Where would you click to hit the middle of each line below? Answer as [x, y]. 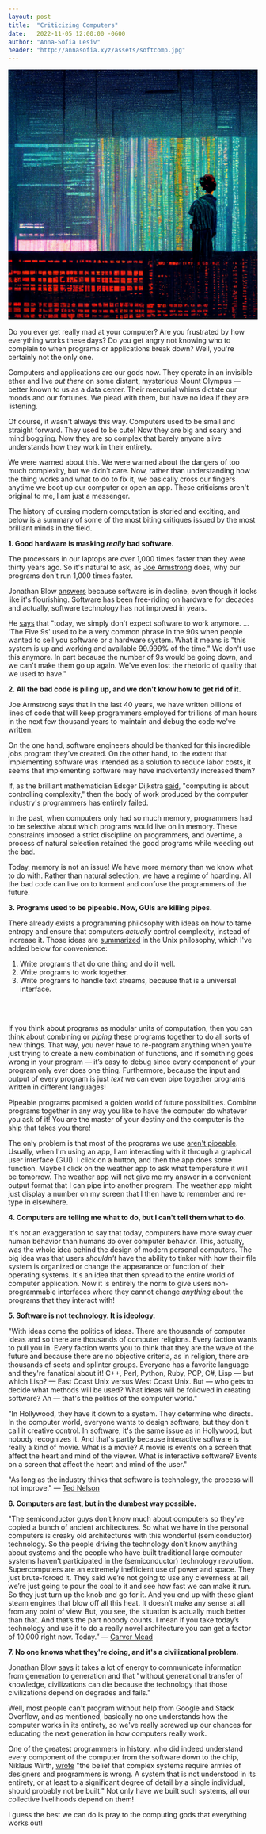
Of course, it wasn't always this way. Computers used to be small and [122, 422]
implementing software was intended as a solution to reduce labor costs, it [130, 762]
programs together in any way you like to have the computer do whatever [128, 1111]
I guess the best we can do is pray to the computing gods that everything [127, 1815]
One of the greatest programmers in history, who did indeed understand [125, 1749]
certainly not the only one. [51, 358]
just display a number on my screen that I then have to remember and [122, 1194]
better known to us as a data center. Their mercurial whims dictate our [123, 389]
